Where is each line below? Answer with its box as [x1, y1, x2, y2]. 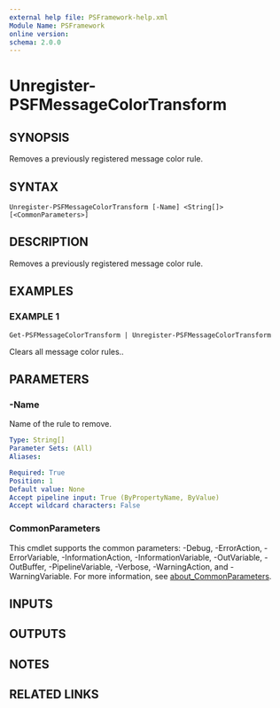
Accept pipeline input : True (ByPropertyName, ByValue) [9, 493, 220, 502]
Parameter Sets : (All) [9, 444, 93, 453]
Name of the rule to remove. [9, 419, 113, 429]
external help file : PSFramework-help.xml [9, 12, 168, 22]
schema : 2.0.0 [9, 37, 62, 47]
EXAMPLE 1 [9, 311, 60, 323]
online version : [9, 29, 69, 38]
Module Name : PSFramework [9, 21, 105, 30]
